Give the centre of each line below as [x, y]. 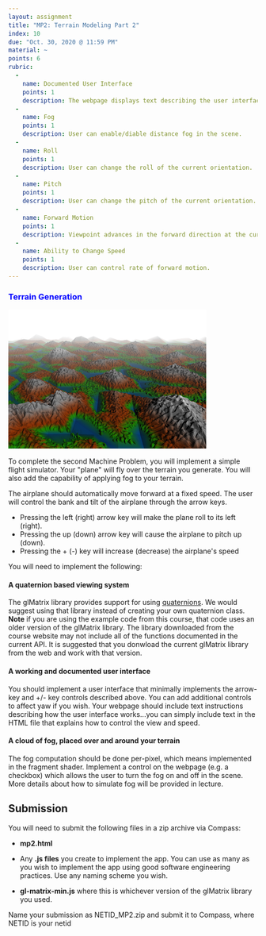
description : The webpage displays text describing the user [125, 100]
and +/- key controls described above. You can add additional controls [137, 697]
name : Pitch [42, 184]
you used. [36, 899]
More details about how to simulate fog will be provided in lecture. [116, 784]
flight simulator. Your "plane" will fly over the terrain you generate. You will [129, 470]
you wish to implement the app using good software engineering [125, 867]
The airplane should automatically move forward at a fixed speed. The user [131, 494]
